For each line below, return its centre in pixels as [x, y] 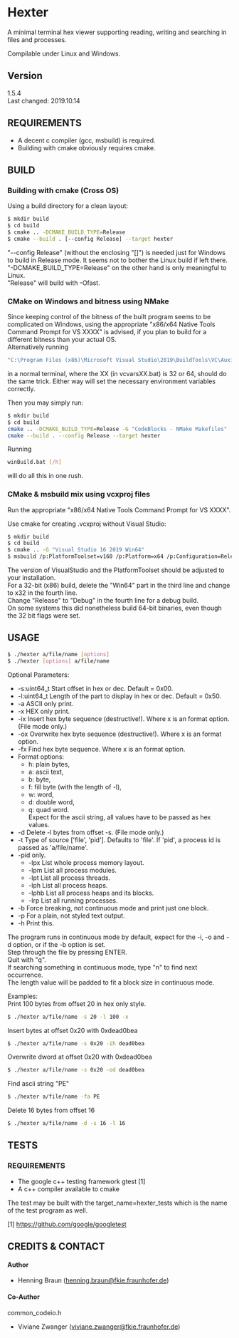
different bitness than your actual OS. [62, 340]
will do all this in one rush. [46, 476]
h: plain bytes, [49, 764]
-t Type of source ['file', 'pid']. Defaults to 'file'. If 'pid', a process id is [119, 840]
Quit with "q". [27, 960]
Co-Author [24, 1297]
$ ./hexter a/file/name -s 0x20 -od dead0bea [76, 1070]
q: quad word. [49, 809]
